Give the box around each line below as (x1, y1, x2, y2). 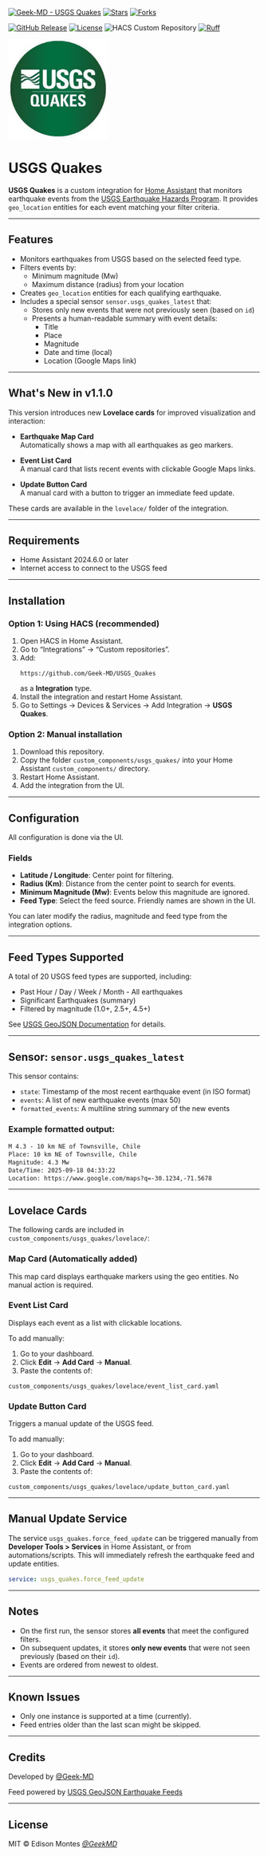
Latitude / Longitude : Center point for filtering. (19, 870, 174, 881)
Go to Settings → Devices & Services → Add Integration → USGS (19, 700, 233, 710)
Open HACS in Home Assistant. (19, 636, 124, 646)
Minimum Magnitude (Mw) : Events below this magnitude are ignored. (19, 888, 250, 897)
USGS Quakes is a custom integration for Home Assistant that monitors (8, 185, 242, 195)
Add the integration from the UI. (19, 781, 125, 790)
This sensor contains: (8, 1071, 80, 1081)
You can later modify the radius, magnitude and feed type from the (8, 912, 227, 921)
